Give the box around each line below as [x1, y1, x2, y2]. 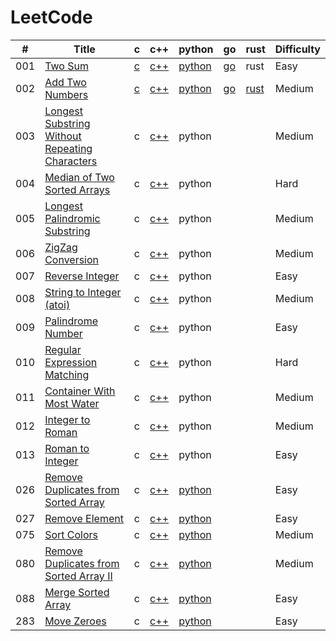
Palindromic [44, 211, 101, 225]
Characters [44, 154, 98, 168]
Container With [44, 384, 116, 398]
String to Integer [44, 285, 122, 299]
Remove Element [44, 511, 124, 525]
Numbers [44, 87, 89, 101]
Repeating [44, 141, 93, 155]
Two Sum [44, 59, 89, 73]
